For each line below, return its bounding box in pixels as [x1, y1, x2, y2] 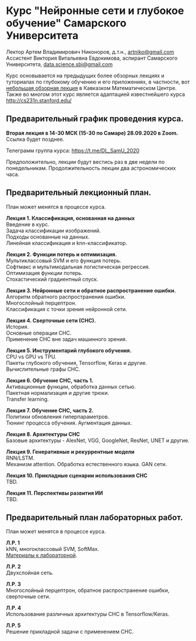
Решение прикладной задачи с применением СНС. [6, 628, 134, 635]
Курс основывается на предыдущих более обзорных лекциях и [6, 72, 164, 79]
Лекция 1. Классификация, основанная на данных [6, 215, 135, 222]
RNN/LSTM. [6, 454, 35, 461]
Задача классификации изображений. [6, 227, 101, 234]
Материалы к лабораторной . [6, 552, 78, 559]
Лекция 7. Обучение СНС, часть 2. [6, 406, 94, 413]
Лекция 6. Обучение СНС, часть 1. [6, 377, 94, 384]
